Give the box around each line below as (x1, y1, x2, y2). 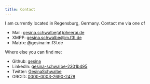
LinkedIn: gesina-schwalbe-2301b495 (12, 63, 88, 69)
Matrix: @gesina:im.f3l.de (12, 39, 64, 46)
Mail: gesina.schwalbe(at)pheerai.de (12, 29, 84, 35)
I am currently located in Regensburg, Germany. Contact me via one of (5, 20, 146, 26)
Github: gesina (12, 58, 41, 64)
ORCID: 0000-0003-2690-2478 (12, 73, 76, 79)
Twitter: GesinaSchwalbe (12, 68, 62, 74)
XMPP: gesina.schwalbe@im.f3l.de (12, 35, 82, 40)
